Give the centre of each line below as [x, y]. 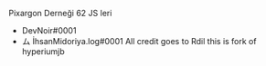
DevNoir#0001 [49, 30]
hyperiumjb [43, 52]
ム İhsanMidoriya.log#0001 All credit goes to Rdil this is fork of [139, 41]
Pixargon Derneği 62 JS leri [60, 13]
